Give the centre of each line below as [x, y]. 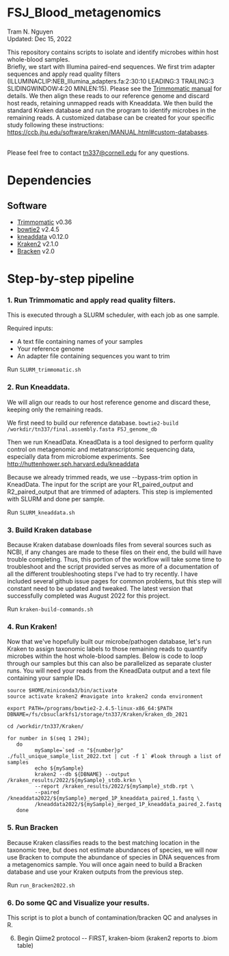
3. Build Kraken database [50, 530]
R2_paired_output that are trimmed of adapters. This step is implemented [110, 492]
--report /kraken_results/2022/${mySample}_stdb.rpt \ [114, 787]
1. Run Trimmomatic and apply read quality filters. [91, 301]
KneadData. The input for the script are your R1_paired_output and [100, 484]
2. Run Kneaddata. [39, 387]
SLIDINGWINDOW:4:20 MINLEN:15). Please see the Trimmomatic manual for [114, 88]
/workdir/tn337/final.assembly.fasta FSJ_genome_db [82, 429]
